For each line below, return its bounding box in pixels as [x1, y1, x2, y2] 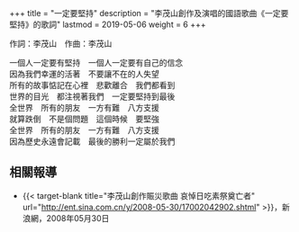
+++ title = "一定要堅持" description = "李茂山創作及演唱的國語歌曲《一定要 [9, 8, 289, 18]
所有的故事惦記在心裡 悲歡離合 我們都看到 [9, 80, 176, 90]
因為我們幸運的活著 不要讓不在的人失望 [9, 68, 159, 79]
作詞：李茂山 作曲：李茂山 [9, 39, 113, 49]
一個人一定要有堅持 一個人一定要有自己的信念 [9, 58, 183, 67]
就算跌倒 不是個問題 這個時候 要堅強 [9, 113, 159, 124]
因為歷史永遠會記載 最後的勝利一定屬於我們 [9, 136, 176, 147]
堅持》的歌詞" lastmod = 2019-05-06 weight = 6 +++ [9, 19, 207, 30]
